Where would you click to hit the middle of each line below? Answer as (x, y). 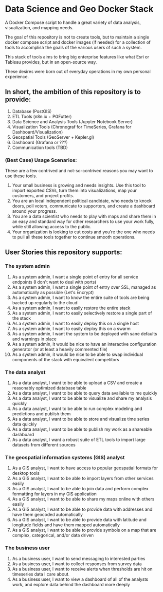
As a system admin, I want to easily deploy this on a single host (75, 323)
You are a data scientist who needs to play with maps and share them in (84, 216)
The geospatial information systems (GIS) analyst (65, 457)
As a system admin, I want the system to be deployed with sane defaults (84, 333)
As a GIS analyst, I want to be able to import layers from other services (83, 479)
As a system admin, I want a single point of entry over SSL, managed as (84, 287)
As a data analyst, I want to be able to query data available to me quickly (85, 393)
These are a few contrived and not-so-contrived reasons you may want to (79, 171)
